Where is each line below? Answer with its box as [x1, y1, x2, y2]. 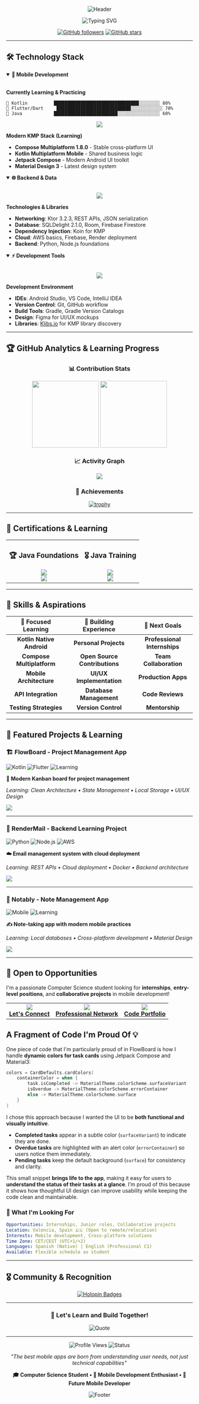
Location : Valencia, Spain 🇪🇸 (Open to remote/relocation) [6, 1227, 158, 1233]
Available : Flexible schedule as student [6, 1249, 110, 1256]
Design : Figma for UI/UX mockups [14, 314, 99, 321]
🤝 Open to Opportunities [6, 968, 98, 978]
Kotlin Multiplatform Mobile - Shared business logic [14, 150, 143, 157]
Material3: [6, 1058, 31, 1065]
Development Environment [6, 283, 73, 290]
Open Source [80, 652, 118, 660]
